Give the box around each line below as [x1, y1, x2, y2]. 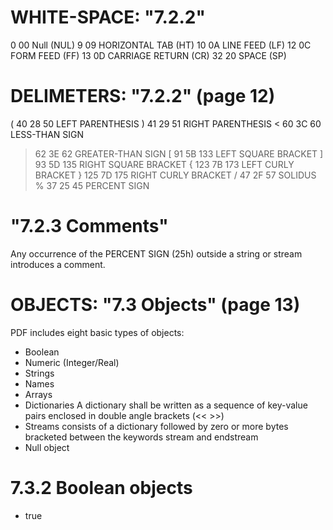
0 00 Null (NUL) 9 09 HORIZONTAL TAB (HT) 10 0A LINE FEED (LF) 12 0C [10, 39, 312, 51]
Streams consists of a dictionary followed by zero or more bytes [24, 420, 289, 432]
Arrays [24, 388, 53, 400]
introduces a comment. [10, 258, 106, 270]
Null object [24, 441, 70, 453]
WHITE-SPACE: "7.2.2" [10, 6, 206, 29]
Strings [24, 367, 55, 379]
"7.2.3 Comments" [10, 215, 169, 238]
